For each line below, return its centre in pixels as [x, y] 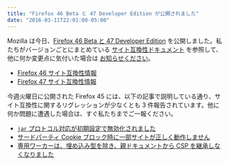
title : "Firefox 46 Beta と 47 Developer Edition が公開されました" [103, 14]
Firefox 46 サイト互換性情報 [57, 73]
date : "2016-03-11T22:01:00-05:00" [58, 20]
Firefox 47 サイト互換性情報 [57, 81]
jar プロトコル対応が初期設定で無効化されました [86, 128]
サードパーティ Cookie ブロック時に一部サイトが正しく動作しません [113, 137]
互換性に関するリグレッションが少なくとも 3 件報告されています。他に [119, 105]
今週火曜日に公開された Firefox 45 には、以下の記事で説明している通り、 [111, 96]
